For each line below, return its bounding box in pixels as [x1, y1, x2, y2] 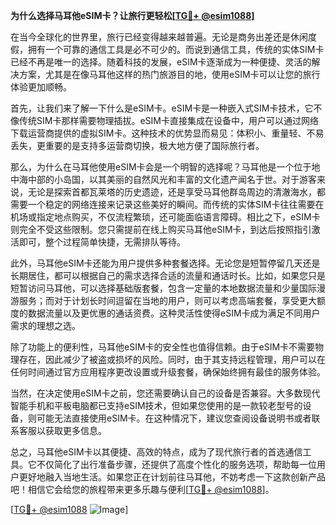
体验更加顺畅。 [10, 81, 72, 93]
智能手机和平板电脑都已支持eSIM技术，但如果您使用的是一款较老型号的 [10, 400, 303, 411]
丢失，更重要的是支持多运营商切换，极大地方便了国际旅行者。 [10, 140, 265, 151]
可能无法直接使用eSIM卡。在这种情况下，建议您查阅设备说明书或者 [36, 412, 312, 424]
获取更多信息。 [44, 425, 107, 436]
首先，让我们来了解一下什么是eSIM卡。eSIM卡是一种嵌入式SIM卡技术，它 [10, 102, 314, 114]
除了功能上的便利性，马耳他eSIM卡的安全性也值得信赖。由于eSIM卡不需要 [10, 341, 316, 353]
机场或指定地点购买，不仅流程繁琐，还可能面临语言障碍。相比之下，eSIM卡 [10, 211, 321, 223]
